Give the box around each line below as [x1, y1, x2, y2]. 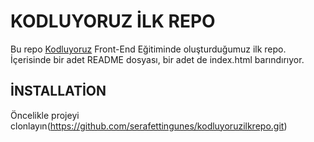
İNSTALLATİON [10, 83, 107, 100]
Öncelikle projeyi [10, 109, 80, 121]
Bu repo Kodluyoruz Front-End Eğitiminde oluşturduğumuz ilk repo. [10, 43, 287, 55]
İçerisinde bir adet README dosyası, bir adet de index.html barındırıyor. [10, 53, 305, 65]
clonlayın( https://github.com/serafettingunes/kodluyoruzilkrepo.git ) [10, 120, 288, 132]
